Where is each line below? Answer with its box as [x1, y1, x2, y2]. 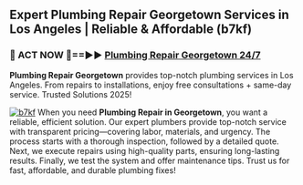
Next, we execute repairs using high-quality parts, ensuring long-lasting [9, 145, 280, 156]
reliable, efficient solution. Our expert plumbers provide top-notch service [9, 116, 287, 127]
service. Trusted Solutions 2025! [9, 88, 132, 99]
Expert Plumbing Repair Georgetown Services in [9, 7, 289, 23]
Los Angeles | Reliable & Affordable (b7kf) [9, 22, 253, 37]
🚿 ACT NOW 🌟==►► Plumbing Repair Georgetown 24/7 [9, 49, 262, 62]
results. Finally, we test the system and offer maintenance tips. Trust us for [9, 155, 290, 166]
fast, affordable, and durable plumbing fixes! [9, 164, 176, 176]
